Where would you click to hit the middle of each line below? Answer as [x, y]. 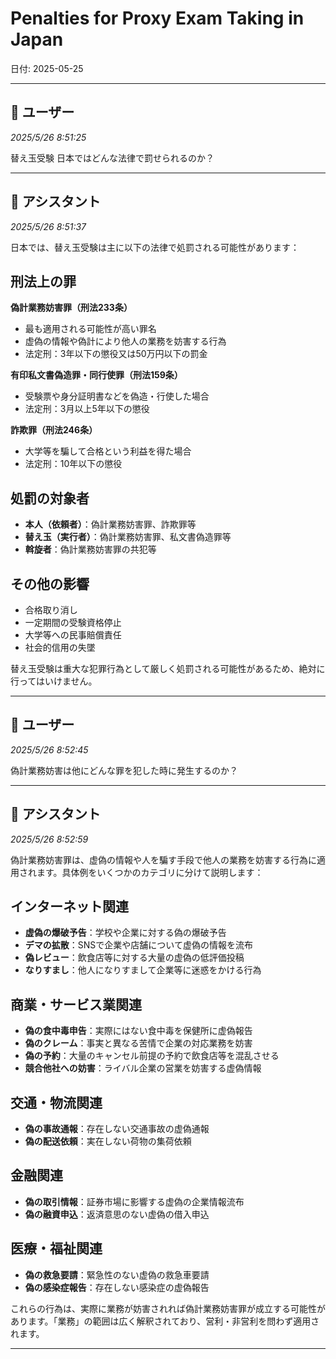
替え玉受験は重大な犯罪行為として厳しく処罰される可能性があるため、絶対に [168, 668]
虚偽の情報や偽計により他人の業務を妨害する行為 [125, 341]
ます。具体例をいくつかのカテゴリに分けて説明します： [150, 872]
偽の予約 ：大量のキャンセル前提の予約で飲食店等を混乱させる [152, 1056]
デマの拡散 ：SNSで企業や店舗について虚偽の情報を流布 [138, 945]
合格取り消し [51, 610]
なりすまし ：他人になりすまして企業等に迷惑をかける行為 [143, 970]
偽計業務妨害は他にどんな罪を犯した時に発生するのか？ [124, 770]
